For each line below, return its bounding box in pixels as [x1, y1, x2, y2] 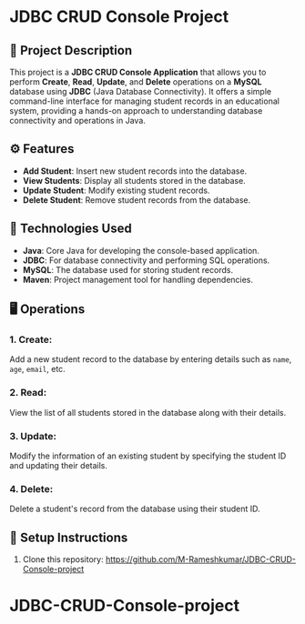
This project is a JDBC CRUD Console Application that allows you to [9, 66, 267, 77]
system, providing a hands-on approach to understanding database [9, 106, 263, 116]
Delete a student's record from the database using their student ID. [9, 503, 260, 515]
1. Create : [9, 333, 53, 346]
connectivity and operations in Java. [9, 116, 146, 126]
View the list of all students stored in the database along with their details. [9, 407, 287, 418]
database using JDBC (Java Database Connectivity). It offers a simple [9, 86, 271, 96]
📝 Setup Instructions [9, 529, 128, 545]
